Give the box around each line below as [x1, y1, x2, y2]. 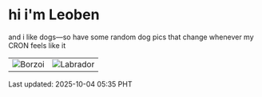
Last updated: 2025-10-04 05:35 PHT [8, 79, 133, 89]
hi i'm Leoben [8, 6, 100, 24]
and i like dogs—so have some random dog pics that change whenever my [8, 32, 254, 42]
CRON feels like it [8, 40, 66, 50]
